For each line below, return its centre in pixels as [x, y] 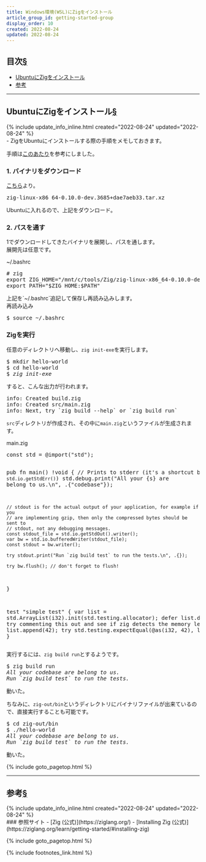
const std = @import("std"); [50, 455]
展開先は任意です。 [30, 250]
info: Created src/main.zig [48, 404]
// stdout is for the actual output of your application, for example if [103, 507]
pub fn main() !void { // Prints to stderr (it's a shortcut [100, 472]
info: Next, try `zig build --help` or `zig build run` [92, 410]
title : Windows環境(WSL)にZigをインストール [59, 12]
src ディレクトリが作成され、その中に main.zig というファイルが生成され [97, 423]
